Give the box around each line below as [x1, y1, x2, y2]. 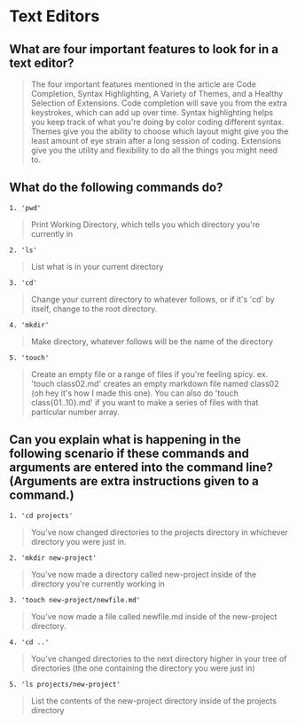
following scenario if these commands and [9, 446, 250, 461]
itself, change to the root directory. [30, 303, 158, 314]
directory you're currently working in [30, 578, 166, 589]
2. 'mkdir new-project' [9, 553, 98, 563]
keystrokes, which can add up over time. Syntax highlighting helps [30, 107, 273, 117]
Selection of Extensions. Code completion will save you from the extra [30, 98, 288, 108]
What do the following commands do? [9, 180, 223, 195]
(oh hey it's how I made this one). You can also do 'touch [30, 388, 239, 398]
